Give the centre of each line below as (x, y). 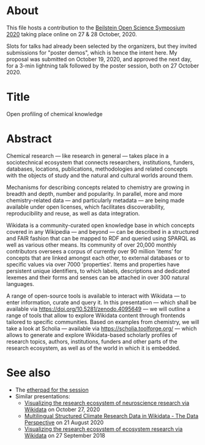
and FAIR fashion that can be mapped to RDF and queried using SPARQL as (101, 238)
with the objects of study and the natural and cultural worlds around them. (100, 175)
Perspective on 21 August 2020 (64, 422)
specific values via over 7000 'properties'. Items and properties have (93, 264)
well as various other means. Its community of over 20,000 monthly (91, 245)
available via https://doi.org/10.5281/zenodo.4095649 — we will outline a (98, 309)
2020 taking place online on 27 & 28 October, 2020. (72, 34)
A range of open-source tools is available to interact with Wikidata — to (96, 296)
